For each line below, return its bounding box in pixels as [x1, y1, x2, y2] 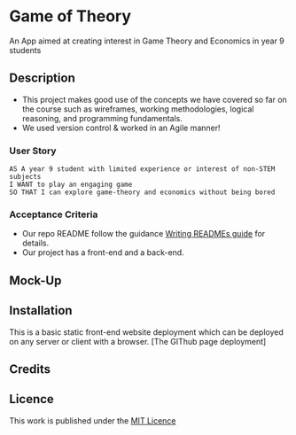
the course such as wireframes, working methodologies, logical [21, 104, 254, 114]
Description [9, 71, 75, 86]
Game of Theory [9, 6, 131, 27]
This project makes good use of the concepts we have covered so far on [21, 94, 288, 105]
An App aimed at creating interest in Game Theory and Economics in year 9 [9, 35, 285, 46]
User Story [9, 144, 57, 157]
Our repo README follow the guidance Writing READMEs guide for [21, 229, 266, 239]
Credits [9, 361, 51, 377]
